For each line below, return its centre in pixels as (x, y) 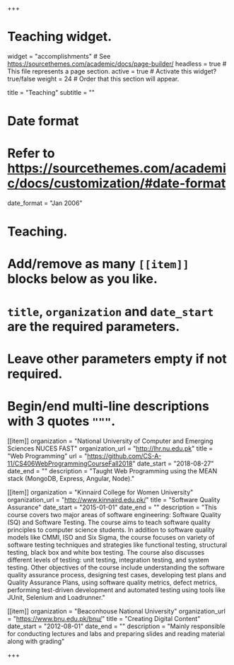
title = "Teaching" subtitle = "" (51, 92)
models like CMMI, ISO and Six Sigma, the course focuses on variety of (111, 537)
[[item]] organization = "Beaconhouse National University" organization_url (117, 611)
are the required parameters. (94, 326)
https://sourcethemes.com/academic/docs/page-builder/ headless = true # (117, 64)
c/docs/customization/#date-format (117, 184)
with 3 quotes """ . (62, 421)
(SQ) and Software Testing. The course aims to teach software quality (109, 522)
